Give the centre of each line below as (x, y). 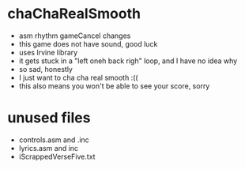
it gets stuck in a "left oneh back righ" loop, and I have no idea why (128, 61)
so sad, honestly (45, 69)
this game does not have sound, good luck (88, 43)
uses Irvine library (48, 52)
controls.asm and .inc (54, 140)
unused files (49, 118)
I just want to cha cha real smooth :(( (79, 77)
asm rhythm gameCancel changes (75, 36)
